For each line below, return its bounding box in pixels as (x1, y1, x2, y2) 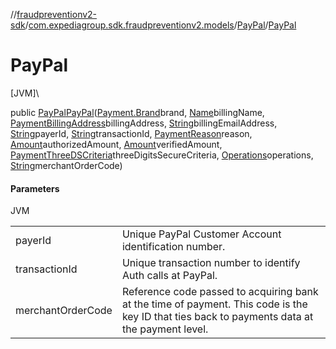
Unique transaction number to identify (121, 256, 301, 270)
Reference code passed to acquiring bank (121, 285, 319, 299)
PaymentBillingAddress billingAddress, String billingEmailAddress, (10, 117, 278, 129)
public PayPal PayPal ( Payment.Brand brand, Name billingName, (10, 106, 265, 118)
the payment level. (121, 322, 209, 336)
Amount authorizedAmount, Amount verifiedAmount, (10, 138, 223, 150)
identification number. (121, 240, 226, 254)
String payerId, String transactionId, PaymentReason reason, (10, 127, 253, 139)
